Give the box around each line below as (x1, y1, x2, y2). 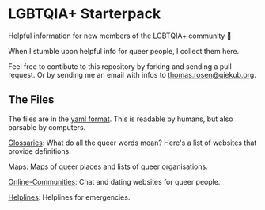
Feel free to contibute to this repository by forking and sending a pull (8, 61, 232, 71)
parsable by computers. (8, 122, 86, 132)
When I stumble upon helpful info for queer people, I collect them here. (8, 46, 240, 55)
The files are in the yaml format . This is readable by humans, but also (8, 114, 233, 124)
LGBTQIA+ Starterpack (8, 5, 161, 23)
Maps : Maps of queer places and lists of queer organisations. (8, 162, 208, 171)
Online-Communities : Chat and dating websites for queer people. (8, 177, 221, 186)
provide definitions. (8, 146, 71, 155)
